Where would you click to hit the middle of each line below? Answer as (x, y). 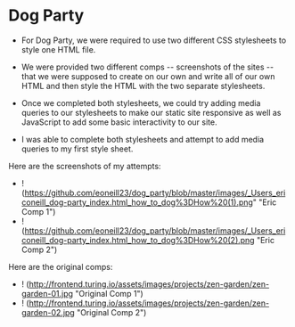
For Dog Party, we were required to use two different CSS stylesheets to (154, 40)
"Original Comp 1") (109, 293)
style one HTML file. (58, 49)
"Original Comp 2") (111, 312)
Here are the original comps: (61, 266)
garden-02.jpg (48, 312)
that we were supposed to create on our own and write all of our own (148, 76)
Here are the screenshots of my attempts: (85, 166)
